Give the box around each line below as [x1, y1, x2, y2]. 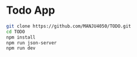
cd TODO [6, 28, 26, 34]
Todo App [6, 4, 55, 17]
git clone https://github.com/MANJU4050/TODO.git [6, 23, 132, 29]
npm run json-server [6, 40, 58, 46]
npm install [6, 34, 36, 40]
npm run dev [6, 45, 36, 51]
